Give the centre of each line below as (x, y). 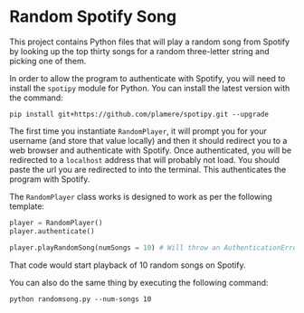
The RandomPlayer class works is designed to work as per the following (141, 196)
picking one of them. (48, 61)
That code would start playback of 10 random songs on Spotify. (128, 265)
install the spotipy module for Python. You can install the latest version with (150, 88)
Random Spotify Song (93, 17)
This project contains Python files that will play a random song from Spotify (150, 42)
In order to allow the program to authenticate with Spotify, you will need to (147, 78)
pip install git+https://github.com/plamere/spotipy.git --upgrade (139, 114)
